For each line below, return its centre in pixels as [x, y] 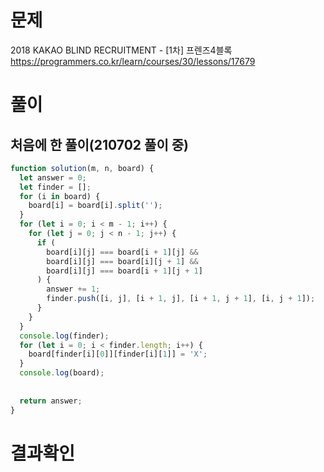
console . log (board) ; [62, 373]
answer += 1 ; [73, 289]
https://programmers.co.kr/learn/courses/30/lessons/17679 [133, 61]
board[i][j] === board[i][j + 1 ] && [122, 261]
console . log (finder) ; [64, 336]
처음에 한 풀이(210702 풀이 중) [99, 144]
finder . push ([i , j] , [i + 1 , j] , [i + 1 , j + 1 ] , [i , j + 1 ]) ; [181, 299]
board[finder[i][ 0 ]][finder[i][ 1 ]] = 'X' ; [118, 354]
